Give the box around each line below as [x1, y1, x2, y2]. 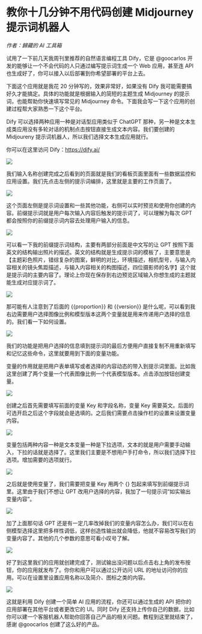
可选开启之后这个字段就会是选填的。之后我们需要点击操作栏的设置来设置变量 [6, 409, 196, 417]
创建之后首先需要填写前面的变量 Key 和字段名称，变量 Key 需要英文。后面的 [6, 402, 194, 409]
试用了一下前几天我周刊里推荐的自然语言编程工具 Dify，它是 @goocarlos [6, 54, 186, 62]
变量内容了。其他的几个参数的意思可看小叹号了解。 [6, 534, 133, 542]
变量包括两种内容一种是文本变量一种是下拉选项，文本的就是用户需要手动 [6, 441, 185, 448]
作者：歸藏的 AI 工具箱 [6, 42, 62, 49]
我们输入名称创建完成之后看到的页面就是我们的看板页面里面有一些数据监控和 [6, 170, 196, 177]
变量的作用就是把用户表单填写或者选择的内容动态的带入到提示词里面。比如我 [6, 362, 196, 370]
